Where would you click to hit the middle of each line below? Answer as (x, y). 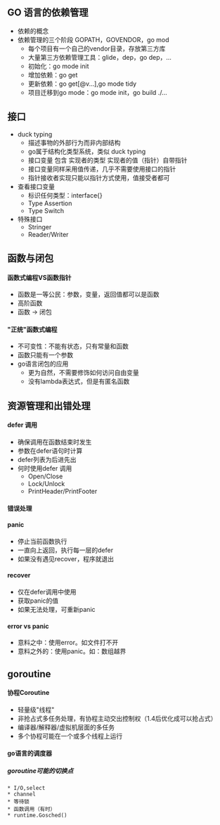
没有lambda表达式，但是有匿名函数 (79, 381)
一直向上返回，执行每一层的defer (65, 550)
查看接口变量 (36, 186)
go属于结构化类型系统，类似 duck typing (87, 151)
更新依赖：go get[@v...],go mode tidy (82, 84)
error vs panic (28, 626)
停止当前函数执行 (42, 541)
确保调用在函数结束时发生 (54, 442)
